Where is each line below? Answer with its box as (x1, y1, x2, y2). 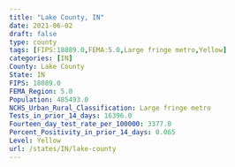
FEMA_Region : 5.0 (9, 87, 73, 95)
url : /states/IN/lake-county (9, 144, 117, 153)
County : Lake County (9, 63, 86, 72)
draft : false (9, 29, 57, 38)
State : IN (9, 71, 46, 80)
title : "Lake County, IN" (9, 12, 104, 22)
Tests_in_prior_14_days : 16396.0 (9, 111, 133, 120)
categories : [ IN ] (9, 54, 73, 63)
